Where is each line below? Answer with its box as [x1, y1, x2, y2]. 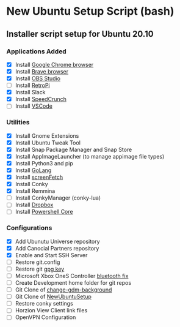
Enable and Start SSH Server [15, 251, 88, 258]
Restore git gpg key [15, 265, 65, 272]
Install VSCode [15, 102, 53, 110]
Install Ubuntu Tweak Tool [15, 139, 81, 146]
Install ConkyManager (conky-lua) [15, 194, 101, 201]
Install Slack [15, 89, 46, 96]
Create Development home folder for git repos [15, 279, 132, 287]
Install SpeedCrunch [15, 96, 67, 103]
